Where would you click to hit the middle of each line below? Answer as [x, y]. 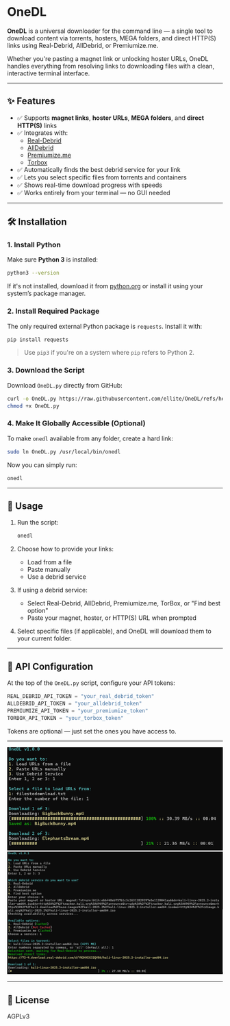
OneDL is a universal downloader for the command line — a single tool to [110, 31]
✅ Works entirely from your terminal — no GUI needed [93, 192]
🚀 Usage [25, 506]
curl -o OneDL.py [32, 399]
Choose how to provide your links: [65, 549]
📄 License [28, 1000]
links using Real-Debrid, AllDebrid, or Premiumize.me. [83, 45]
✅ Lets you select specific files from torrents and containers [102, 177]
